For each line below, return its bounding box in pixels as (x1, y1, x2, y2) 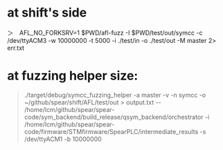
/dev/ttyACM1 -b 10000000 (24, 135, 102, 143)
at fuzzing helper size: (7, 68, 139, 84)
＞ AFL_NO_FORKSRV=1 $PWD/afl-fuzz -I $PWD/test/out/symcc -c (7, 28, 203, 37)
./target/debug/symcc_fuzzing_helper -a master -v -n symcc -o (24, 91, 206, 99)
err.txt (7, 44, 25, 52)
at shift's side (7, 5, 87, 21)
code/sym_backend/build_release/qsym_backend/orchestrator (24, 113, 204, 121)
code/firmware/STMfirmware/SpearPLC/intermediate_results (24, 127, 199, 135)
